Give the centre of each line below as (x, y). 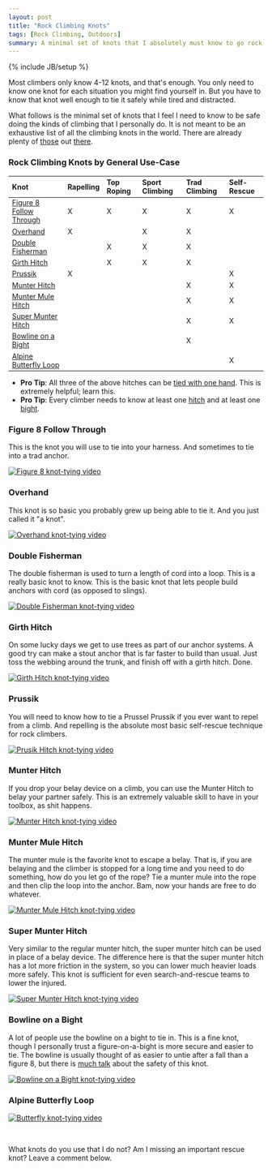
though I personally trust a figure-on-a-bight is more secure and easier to (131, 1046)
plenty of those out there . (51, 141)
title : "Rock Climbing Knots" (59, 26)
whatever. (25, 894)
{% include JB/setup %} (49, 67)
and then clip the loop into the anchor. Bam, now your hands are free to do (132, 886)
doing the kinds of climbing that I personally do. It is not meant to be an (127, 124)
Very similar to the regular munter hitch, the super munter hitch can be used (135, 948)
